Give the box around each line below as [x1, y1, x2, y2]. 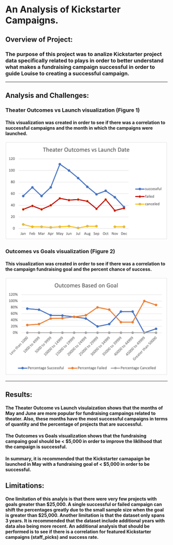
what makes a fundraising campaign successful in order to [5, 63, 155, 71]
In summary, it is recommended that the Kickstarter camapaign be [5, 455, 150, 462]
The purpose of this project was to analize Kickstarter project [5, 50, 162, 58]
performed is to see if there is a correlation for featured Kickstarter [5, 529, 151, 535]
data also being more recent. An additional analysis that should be [5, 523, 150, 530]
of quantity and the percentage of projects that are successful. [5, 421, 143, 427]
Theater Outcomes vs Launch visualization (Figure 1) [5, 107, 140, 114]
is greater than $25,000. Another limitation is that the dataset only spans [5, 512, 165, 518]
